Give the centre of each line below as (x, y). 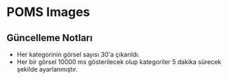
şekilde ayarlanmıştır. (47, 69)
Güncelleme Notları (50, 38)
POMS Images (48, 12)
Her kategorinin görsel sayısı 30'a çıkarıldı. (78, 54)
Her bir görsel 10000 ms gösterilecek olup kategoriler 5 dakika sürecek (119, 62)
